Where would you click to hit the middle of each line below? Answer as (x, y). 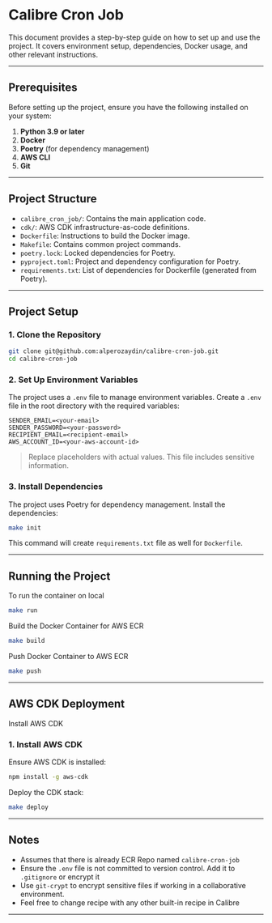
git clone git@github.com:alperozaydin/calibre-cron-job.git (114, 351)
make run (23, 610)
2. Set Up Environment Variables (73, 380)
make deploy (28, 807)
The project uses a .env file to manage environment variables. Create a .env (135, 398)
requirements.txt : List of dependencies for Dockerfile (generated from (138, 270)
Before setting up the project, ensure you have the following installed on (128, 107)
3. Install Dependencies (56, 487)
